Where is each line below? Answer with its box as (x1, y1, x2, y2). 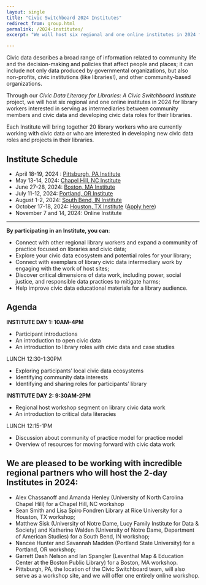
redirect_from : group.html (6, 20, 75, 26)
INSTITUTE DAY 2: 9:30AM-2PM (6, 391, 91, 399)
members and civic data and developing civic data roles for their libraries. (6, 111, 193, 119)
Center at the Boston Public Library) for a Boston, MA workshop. (15, 559, 178, 566)
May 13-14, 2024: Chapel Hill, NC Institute (15, 176, 121, 184)
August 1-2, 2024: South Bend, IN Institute (15, 196, 123, 203)
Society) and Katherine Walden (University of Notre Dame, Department (15, 526, 195, 534)
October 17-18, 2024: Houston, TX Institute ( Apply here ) (15, 203, 156, 210)
